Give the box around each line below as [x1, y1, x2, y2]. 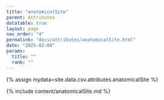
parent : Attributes [6, 14, 55, 20]
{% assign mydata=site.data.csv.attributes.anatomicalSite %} [6, 76, 159, 83]
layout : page [6, 25, 39, 32]
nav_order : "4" [6, 31, 45, 37]
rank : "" [11, 59, 34, 65]
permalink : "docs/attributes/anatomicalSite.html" [6, 37, 136, 43]
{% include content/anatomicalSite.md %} [6, 87, 111, 95]
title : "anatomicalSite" [6, 8, 69, 15]
